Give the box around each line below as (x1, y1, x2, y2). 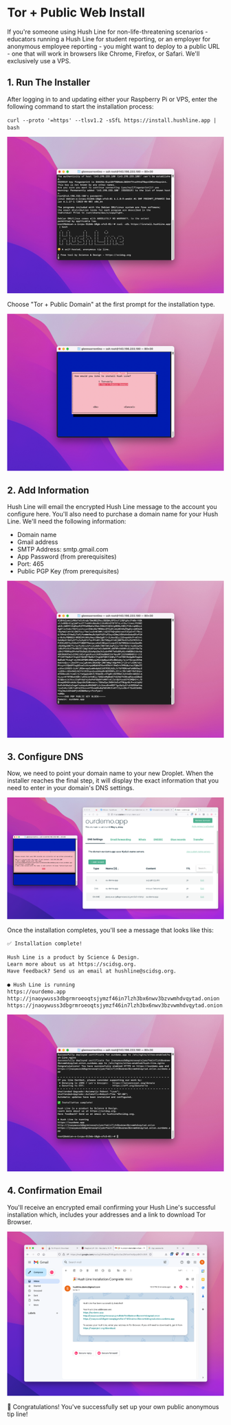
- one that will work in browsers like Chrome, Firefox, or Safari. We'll (7, 50, 200, 58)
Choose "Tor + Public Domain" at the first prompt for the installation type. (7, 301, 215, 309)
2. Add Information (7, 484, 89, 496)
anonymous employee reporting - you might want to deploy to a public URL (7, 42, 220, 50)
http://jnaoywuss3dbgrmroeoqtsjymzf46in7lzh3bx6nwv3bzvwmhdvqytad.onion (7, 995, 220, 1002)
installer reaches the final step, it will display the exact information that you (7, 776, 219, 785)
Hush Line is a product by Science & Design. (7, 954, 140, 961)
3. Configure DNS (7, 751, 84, 763)
